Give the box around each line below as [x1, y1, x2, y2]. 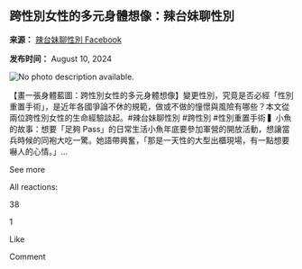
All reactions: [9, 181, 59, 192]
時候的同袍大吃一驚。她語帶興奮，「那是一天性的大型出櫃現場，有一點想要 [16, 134, 290, 146]
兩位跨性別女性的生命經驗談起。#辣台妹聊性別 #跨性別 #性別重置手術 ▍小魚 [9, 112, 292, 123]
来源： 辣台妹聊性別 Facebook [9, 34, 122, 45]
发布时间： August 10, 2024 [9, 53, 113, 64]
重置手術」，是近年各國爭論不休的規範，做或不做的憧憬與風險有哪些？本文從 [9, 101, 290, 112]
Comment [9, 251, 47, 262]
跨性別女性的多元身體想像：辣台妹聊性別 [9, 8, 234, 24]
